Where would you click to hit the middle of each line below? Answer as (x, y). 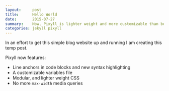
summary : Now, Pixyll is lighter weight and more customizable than (82, 24)
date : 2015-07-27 (30, 19)
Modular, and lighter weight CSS (46, 78)
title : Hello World (31, 14)
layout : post (23, 10)
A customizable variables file (43, 72)
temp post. (16, 48)
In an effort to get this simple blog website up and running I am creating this (83, 42)
